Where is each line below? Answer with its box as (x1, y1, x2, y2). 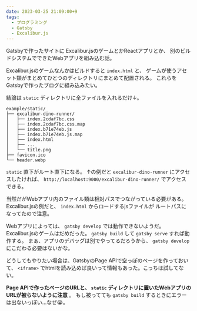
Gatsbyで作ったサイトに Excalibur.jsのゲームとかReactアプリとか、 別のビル (6, 48, 191, 55)
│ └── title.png (6, 147, 51, 153)
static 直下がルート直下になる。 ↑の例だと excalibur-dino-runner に (6, 168, 175, 175)
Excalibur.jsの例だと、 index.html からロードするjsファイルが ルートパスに (6, 203, 187, 210)
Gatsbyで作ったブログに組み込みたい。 (6, 82, 101, 89)
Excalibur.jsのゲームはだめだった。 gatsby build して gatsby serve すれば (6, 230, 185, 237)
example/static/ (6, 106, 46, 112)
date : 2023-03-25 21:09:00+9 (6, 8, 78, 15)
